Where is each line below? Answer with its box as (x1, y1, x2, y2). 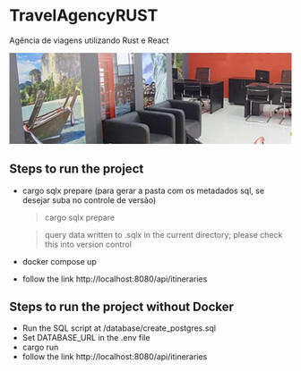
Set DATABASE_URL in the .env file (21, 333, 150, 343)
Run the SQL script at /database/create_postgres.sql (21, 323, 217, 333)
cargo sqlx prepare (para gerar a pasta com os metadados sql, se (21, 185, 265, 196)
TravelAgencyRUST (9, 5, 159, 26)
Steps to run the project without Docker (9, 299, 235, 315)
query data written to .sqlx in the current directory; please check (44, 229, 283, 240)
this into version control (44, 239, 133, 249)
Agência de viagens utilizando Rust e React (9, 35, 169, 46)
